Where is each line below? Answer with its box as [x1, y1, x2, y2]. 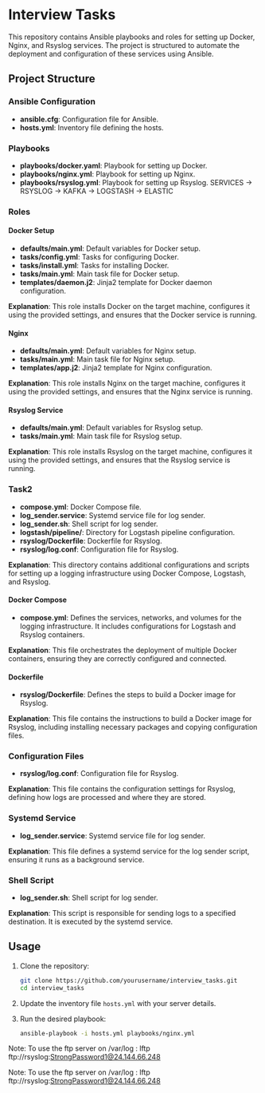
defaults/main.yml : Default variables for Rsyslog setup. [19, 423, 204, 433]
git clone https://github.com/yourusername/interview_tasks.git [19, 976, 238, 984]
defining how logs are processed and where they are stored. [8, 793, 207, 802]
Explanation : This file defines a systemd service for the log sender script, [8, 846, 250, 856]
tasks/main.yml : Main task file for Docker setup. [19, 269, 180, 279]
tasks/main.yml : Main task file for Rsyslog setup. [19, 431, 182, 441]
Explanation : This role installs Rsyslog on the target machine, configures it [8, 447, 253, 457]
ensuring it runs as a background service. [8, 854, 145, 864]
